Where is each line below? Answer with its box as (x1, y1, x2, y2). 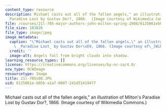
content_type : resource (5, 7, 54, 12)
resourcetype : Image (5, 72, 48, 76)
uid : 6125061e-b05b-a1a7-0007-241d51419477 (5, 80, 96, 85)
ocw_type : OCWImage (5, 67, 45, 72)
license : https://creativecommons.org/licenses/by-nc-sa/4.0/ (5, 62, 136, 67)
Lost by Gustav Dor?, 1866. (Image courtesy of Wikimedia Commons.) (5, 99, 147, 105)
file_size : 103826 (5, 26, 43, 31)
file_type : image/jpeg (5, 30, 52, 35)
